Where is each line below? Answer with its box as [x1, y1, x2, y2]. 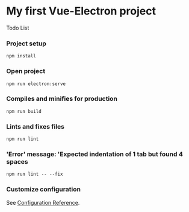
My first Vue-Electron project [6, 4, 156, 18]
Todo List [6, 24, 29, 31]
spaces [6, 158, 28, 166]
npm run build [6, 108, 42, 114]
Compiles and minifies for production [6, 95, 117, 103]
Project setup [6, 39, 46, 48]
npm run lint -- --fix [6, 171, 63, 178]
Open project [6, 67, 46, 75]
